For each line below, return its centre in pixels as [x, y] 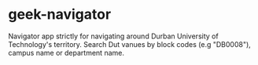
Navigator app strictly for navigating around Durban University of [113, 36]
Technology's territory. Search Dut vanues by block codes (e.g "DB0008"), [130, 44]
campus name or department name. [66, 52]
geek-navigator [60, 14]
